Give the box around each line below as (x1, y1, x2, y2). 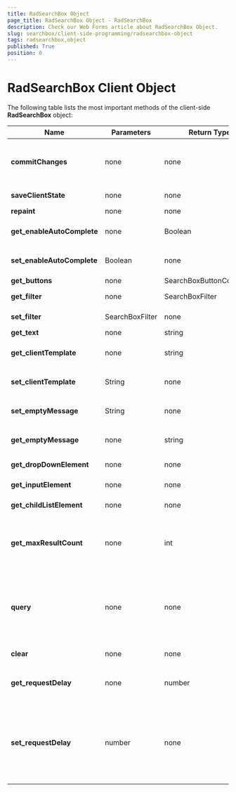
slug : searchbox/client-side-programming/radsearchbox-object (7, 30, 193, 37)
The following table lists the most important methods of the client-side (7, 103, 211, 111)
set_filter (11, 311, 42, 321)
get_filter (11, 291, 42, 301)
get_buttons (11, 275, 53, 285)
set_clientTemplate (11, 377, 76, 386)
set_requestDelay (11, 737, 72, 747)
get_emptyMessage (11, 434, 79, 444)
